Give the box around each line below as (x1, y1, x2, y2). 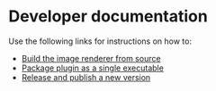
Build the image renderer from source (21, 53, 161, 63)
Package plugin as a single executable (21, 62, 164, 73)
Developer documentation (8, 6, 208, 27)
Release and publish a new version (21, 71, 151, 82)
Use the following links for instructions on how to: (8, 36, 193, 46)
